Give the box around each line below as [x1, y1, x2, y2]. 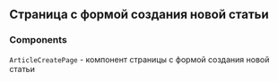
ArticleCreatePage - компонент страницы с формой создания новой [9, 53, 270, 65]
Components [9, 34, 67, 46]
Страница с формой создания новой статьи [9, 7, 269, 22]
